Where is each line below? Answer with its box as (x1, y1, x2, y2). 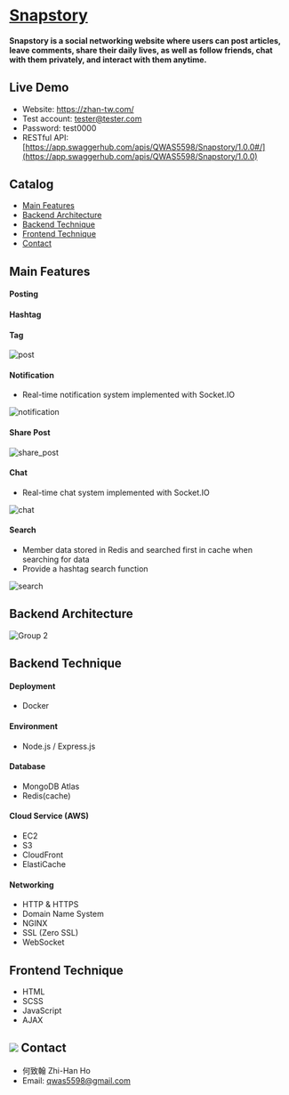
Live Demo (9, 80, 69, 95)
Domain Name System (21, 909, 104, 920)
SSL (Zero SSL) (21, 928, 79, 938)
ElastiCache (21, 859, 67, 870)
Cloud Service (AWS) (9, 811, 89, 822)
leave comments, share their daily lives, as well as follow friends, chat (9, 45, 273, 55)
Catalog (9, 176, 54, 191)
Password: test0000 (21, 122, 97, 134)
